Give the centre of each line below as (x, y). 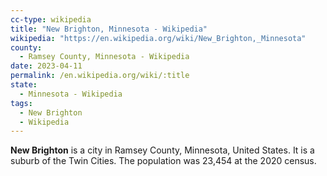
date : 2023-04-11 (46, 66)
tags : (21, 103)
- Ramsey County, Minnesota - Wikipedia (104, 57)
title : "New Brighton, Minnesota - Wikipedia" (109, 29)
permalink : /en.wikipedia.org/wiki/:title (100, 76)
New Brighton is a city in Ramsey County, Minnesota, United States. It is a (162, 150)
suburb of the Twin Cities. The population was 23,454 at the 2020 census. (163, 161)
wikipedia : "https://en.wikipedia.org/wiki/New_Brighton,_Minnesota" (158, 38)
